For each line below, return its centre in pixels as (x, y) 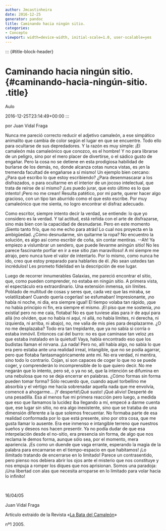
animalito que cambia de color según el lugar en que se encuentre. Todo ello (83, 140)
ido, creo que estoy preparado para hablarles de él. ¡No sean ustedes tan (80, 261)
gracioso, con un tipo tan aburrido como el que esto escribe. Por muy (76, 199)
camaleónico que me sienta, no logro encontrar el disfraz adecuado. (75, 203)
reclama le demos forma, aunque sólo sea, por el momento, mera (72, 439)
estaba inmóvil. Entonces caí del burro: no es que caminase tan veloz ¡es (80, 333)
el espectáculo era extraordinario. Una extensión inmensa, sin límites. (76, 286)
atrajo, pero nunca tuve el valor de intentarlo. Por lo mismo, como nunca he (82, 256)
